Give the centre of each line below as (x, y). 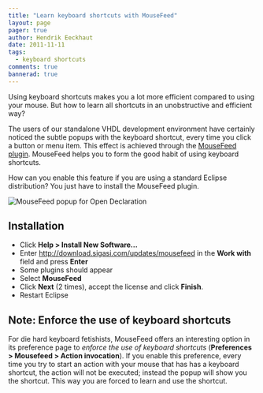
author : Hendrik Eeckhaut (50, 37)
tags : (17, 52)
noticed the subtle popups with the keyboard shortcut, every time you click (130, 137)
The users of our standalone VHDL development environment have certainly (131, 129)
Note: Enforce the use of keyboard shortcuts (120, 320)
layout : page (30, 23)
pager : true (28, 30)
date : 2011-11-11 (37, 45)
